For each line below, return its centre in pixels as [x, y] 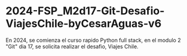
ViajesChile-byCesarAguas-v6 [84, 24]
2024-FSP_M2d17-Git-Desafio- [85, 11]
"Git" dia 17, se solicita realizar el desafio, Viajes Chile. [72, 46]
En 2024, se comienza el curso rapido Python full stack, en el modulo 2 [93, 40]
